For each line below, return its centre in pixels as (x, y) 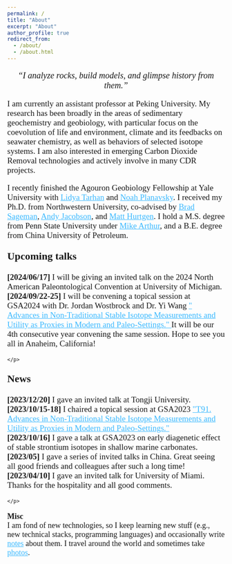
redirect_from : (29, 39)
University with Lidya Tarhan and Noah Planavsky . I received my (115, 197)
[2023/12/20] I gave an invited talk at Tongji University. (99, 399)
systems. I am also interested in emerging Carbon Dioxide (103, 151)
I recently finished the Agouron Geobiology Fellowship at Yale (110, 187)
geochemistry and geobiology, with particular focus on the (103, 123)
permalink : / (26, 13)
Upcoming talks (42, 256)
